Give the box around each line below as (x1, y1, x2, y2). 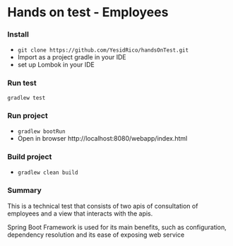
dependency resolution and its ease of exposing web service (7, 230, 185, 239)
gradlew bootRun (17, 128, 66, 135)
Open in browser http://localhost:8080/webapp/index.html (17, 134, 188, 143)
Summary (7, 185, 42, 195)
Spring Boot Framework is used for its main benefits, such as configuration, (7, 223, 227, 231)
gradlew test (7, 94, 46, 101)
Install (7, 30, 30, 40)
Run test (7, 78, 37, 88)
